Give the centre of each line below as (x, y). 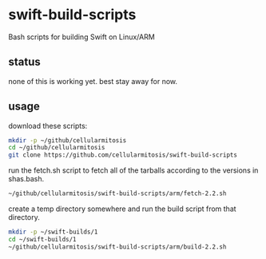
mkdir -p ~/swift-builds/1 (53, 232)
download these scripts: (48, 126)
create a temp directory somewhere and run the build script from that (123, 209)
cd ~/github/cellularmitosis (57, 148)
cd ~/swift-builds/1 (43, 239)
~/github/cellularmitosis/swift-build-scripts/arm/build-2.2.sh (117, 247)
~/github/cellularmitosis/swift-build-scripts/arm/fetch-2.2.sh (117, 193)
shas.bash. (26, 179)
